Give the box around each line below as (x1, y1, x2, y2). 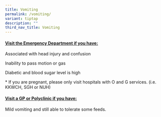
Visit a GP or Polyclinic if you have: (5, 95, 77, 101)
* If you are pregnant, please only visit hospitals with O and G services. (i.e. (5, 79, 157, 85)
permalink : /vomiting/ (5, 12, 51, 17)
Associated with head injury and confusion (5, 51, 91, 57)
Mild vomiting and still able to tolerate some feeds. (5, 106, 106, 112)
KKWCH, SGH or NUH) (5, 84, 51, 90)
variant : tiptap (5, 16, 38, 21)
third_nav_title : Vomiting (5, 25, 60, 30)
